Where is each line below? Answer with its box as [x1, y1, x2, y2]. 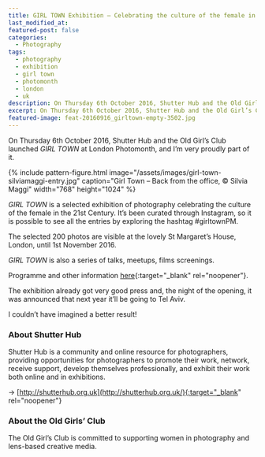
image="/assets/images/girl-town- [109, 167, 222, 177]
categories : [8, 33, 47, 42]
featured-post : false [8, 26, 80, 34]
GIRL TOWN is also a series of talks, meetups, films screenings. [8, 255, 215, 265]
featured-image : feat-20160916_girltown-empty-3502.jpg [8, 114, 196, 122]
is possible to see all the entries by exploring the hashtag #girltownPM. [8, 216, 239, 225]
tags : [8, 48, 26, 56]
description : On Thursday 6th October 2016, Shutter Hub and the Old [8, 99, 242, 107]
